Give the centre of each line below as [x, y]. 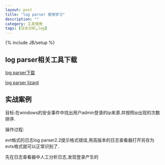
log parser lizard [22, 82]
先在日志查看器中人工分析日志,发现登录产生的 [52, 157]
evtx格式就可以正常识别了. [32, 146]
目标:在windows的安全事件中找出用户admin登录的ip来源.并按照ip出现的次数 [83, 112]
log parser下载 [20, 72]
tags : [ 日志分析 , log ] [26, 28]
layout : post [19, 10]
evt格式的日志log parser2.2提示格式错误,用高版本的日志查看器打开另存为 [80, 140]
